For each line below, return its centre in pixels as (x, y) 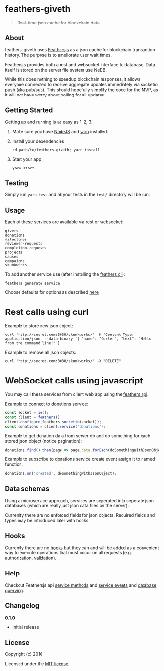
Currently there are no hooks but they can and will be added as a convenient (82, 548)
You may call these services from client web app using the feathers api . (77, 394)
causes (12, 257)
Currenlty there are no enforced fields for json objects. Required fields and (80, 515)
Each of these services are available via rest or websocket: (64, 222)
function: (14, 464)
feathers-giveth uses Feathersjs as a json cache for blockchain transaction (80, 49)
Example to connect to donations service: (47, 404)
